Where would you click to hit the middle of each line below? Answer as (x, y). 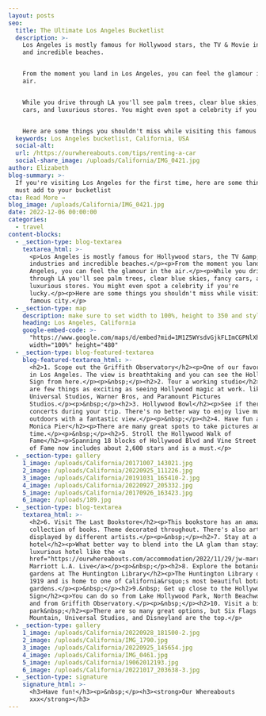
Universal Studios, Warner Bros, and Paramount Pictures (125, 397)
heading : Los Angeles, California (79, 323)
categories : (28, 220)
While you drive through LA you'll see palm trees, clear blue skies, (141, 102)
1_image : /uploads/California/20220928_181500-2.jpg (111, 633)
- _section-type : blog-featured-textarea (85, 352)
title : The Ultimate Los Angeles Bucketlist (90, 30)
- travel (30, 227)
